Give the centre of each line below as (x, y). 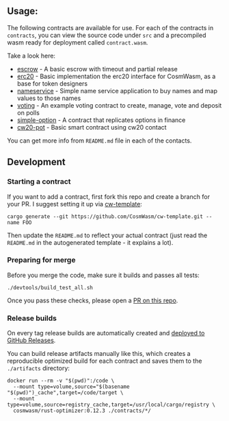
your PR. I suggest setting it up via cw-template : (75, 204)
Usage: (23, 11)
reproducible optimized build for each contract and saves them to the (105, 361)
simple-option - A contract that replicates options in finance (101, 120)
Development (37, 162)
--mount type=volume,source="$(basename (71, 387)
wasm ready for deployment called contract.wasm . (78, 42)
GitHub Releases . (31, 340)
